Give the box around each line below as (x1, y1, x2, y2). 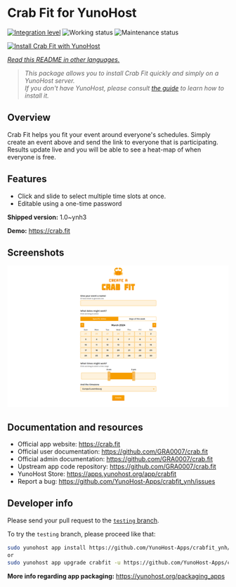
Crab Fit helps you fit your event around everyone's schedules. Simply (7, 130, 211, 138)
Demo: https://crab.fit (7, 226, 70, 235)
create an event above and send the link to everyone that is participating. (7, 138, 219, 146)
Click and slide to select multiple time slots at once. (17, 192, 166, 200)
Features (7, 173, 47, 185)
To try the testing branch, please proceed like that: (7, 529, 156, 538)
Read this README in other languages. (7, 55, 120, 64)
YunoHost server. (24, 76, 75, 85)
